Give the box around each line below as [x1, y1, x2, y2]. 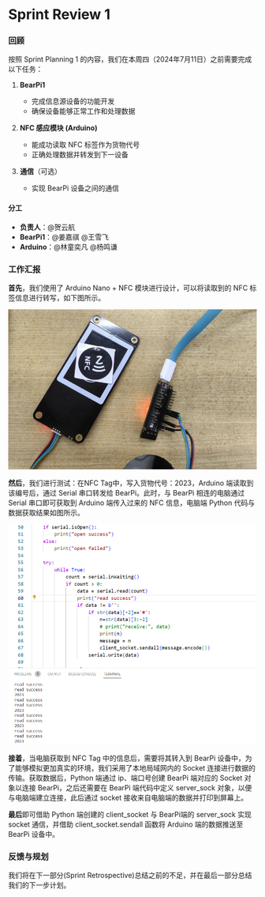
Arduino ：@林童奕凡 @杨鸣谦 [19, 242, 118, 251]
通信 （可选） [19, 167, 62, 176]
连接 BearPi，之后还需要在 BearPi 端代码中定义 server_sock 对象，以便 [21, 782, 252, 792]
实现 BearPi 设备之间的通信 [31, 183, 120, 193]
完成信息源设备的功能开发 [31, 96, 115, 106]
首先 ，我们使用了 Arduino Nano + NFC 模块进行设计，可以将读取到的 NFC [8, 283, 248, 292]
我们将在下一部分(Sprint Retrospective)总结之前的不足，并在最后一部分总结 [8, 871, 252, 880]
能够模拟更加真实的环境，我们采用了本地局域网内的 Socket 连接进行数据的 [14, 763, 256, 772]
